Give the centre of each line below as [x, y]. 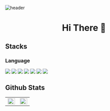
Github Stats [25, 88]
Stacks [16, 46]
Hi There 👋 [84, 28]
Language [18, 60]
